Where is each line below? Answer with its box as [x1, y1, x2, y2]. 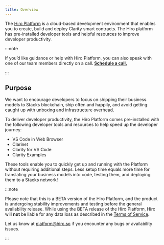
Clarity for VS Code [12, 147, 52, 153]
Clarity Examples [12, 152, 47, 158]
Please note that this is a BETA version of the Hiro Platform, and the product [5, 196, 158, 202]
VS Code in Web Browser [12, 136, 64, 142]
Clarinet [12, 142, 28, 147]
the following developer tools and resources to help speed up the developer [5, 122, 158, 127]
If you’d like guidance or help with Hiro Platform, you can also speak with [5, 55, 152, 61]
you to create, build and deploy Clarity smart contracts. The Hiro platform [5, 25, 153, 32]
